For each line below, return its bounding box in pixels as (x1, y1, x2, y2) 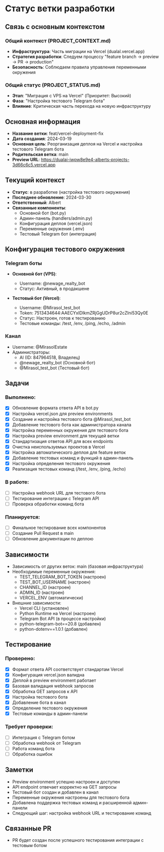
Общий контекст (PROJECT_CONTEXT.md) (5, 37, 111, 44)
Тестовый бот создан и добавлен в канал (12, 789, 99, 795)
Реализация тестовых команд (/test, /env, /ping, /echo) (12, 466, 126, 472)
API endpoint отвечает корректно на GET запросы (12, 784, 117, 790)
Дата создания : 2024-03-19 (12, 136, 72, 142)
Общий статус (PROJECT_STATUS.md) (5, 82, 101, 88)
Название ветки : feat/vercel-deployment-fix (12, 130, 104, 136)
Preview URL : (12, 156, 40, 162)
